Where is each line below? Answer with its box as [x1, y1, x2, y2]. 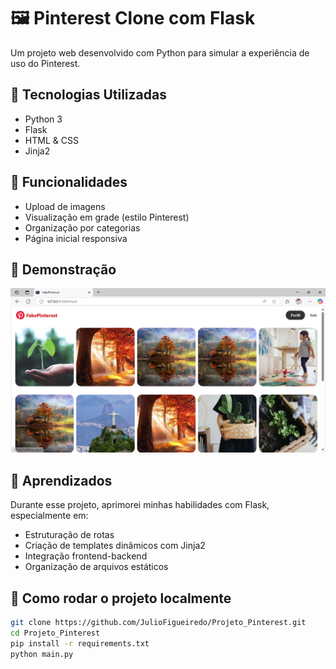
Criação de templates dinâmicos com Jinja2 [24, 540, 206, 552]
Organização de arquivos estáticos [24, 561, 169, 573]
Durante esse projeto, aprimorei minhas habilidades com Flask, [10, 499, 270, 511]
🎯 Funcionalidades [10, 174, 128, 191]
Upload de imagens [24, 200, 106, 212]
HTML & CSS [24, 134, 79, 146]
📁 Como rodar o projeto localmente [10, 590, 232, 607]
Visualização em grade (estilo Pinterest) [24, 211, 190, 223]
